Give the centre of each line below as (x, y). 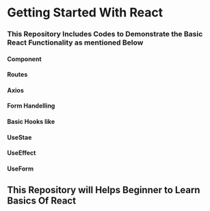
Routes (17, 75)
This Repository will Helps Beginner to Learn (104, 190)
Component (25, 59)
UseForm (21, 169)
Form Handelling (31, 106)
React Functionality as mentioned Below (75, 42)
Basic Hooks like (31, 122)
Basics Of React (42, 201)
